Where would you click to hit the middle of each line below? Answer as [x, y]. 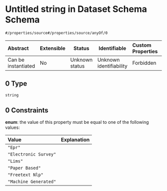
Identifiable [113, 48]
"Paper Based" [24, 168]
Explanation [75, 140]
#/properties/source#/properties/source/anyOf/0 [56, 33]
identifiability [112, 66]
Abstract [18, 48]
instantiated [21, 66]
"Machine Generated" [32, 182]
